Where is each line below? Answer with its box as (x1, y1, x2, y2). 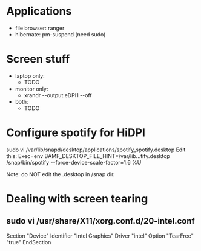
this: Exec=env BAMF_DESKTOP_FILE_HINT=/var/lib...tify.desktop (6, 152, 171, 159)
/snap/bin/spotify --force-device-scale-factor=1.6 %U (6, 159, 142, 166)
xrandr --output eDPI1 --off (24, 91, 92, 98)
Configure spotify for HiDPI (6, 126, 145, 140)
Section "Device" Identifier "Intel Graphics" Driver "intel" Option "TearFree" (6, 232, 194, 239)
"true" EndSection (6, 238, 51, 246)
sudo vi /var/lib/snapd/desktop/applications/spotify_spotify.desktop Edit (6, 146, 186, 153)
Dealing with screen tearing (6, 192, 148, 205)
